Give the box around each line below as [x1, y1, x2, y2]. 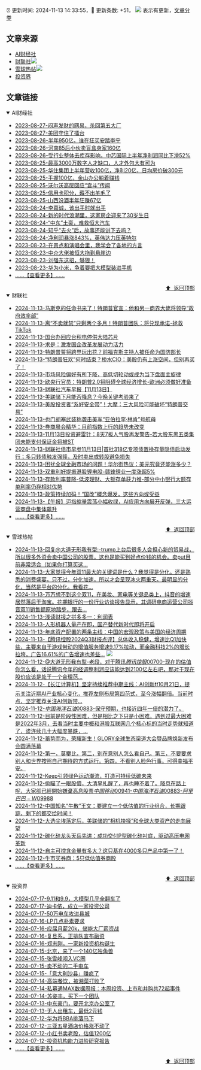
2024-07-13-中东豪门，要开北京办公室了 [14, 1000, 115, 1007]
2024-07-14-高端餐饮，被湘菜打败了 [14, 977, 105, 985]
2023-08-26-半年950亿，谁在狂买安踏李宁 [14, 137, 121, 144]
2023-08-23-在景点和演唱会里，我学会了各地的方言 [14, 242, 142, 249]
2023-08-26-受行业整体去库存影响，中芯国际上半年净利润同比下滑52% [14, 152, 191, 159]
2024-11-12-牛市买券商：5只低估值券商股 [14, 854, 117, 862]
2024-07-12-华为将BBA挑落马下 [14, 1015, 95, 1022]
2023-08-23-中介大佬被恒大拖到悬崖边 [14, 249, 111, 256]
